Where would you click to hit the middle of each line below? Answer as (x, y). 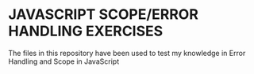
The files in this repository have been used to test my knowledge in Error (127, 53)
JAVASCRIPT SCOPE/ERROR (103, 15)
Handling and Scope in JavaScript (64, 61)
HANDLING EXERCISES (86, 31)
